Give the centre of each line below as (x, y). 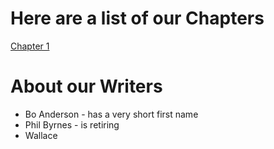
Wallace (41, 135)
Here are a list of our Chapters (137, 18)
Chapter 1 (30, 46)
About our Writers (86, 86)
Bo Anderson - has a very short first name (111, 114)
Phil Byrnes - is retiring (72, 124)
